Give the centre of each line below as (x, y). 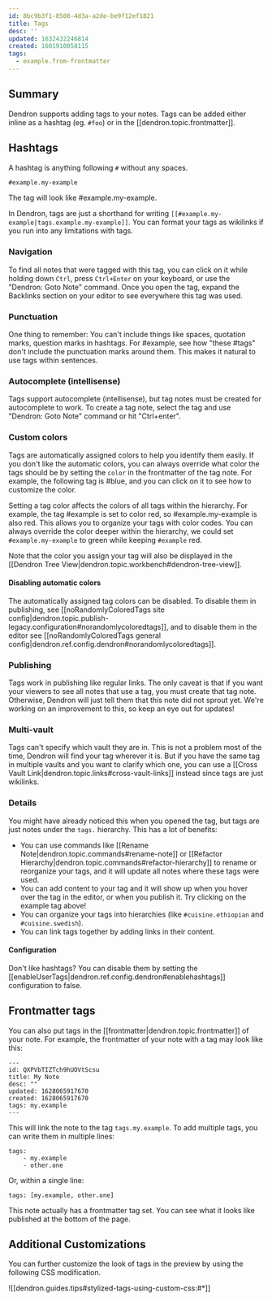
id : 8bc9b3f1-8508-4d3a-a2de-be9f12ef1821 (81, 16)
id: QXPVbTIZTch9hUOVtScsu (54, 1069)
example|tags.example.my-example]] (69, 223)
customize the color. (43, 489)
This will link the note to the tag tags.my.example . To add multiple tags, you (133, 1127)
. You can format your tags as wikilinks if (196, 222)
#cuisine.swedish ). (52, 922)
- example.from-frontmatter (63, 62)
